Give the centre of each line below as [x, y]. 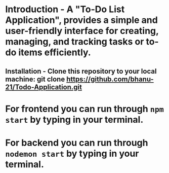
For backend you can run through [77, 143]
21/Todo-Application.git [44, 87]
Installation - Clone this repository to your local [81, 71]
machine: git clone [35, 79]
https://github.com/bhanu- [110, 79]
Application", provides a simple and [81, 20]
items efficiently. [55, 53]
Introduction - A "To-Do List [65, 9]
